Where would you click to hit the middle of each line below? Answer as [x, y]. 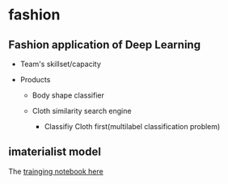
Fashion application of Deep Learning [104, 45]
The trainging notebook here [56, 171]
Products [35, 79]
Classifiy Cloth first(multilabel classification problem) [132, 126]
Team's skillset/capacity [60, 64]
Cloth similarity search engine [82, 111]
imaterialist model [55, 152]
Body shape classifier [68, 95]
